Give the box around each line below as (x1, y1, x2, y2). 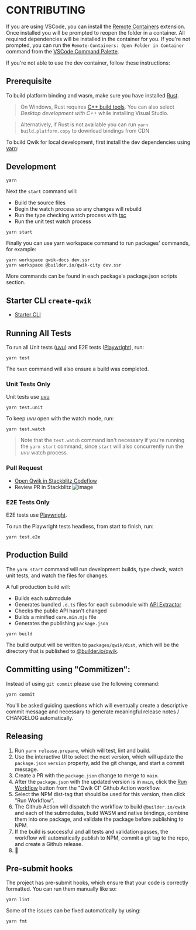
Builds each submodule (14, 594, 71, 602)
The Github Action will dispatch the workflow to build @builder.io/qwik (14, 803, 186, 810)
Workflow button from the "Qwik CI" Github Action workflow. (14, 784, 161, 791)
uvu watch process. (20, 449, 68, 456)
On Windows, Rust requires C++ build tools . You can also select (20, 103, 174, 110)
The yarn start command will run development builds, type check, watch (6, 565, 184, 572)
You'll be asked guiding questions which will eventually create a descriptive (6, 702, 188, 709)
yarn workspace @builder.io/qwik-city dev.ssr (6, 262, 122, 268)
